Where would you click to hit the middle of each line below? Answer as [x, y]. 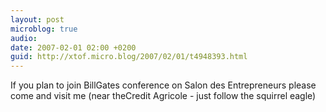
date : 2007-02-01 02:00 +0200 [73, 47]
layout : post [37, 19]
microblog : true [44, 29]
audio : [24, 38]
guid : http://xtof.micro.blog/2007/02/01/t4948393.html [129, 57]
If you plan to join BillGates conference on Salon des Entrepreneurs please [163, 85]
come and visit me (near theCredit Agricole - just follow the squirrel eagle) [163, 96]
